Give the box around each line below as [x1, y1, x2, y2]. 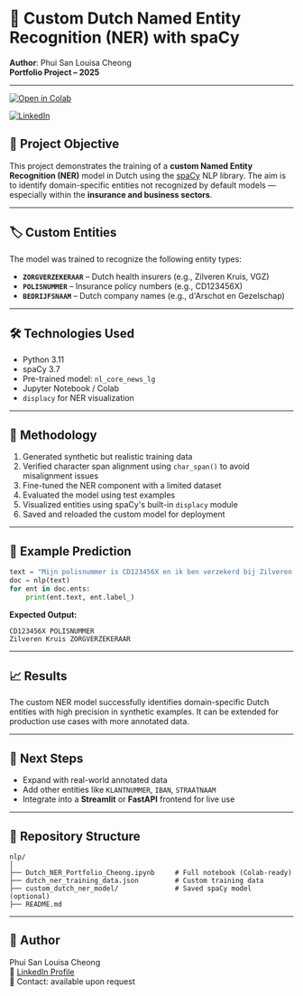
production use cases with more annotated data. [9, 716, 189, 727]
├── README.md [9, 899, 63, 908]
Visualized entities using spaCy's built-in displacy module [22, 499, 239, 510]
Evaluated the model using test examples [22, 489, 176, 500]
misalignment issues [22, 470, 99, 481]
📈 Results [9, 668, 68, 684]
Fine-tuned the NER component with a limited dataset [22, 480, 222, 491]
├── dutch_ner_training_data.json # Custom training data [9, 876, 264, 885]
